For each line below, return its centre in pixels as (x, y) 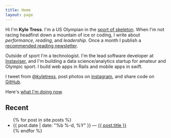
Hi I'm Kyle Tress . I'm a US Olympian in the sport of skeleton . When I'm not (85, 29)
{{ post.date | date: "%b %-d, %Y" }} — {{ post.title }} (70, 125)
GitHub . (13, 82)
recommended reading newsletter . (42, 45)
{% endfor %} (27, 131)
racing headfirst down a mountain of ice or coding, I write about (73, 35)
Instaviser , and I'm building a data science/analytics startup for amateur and (85, 61)
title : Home (18, 10)
